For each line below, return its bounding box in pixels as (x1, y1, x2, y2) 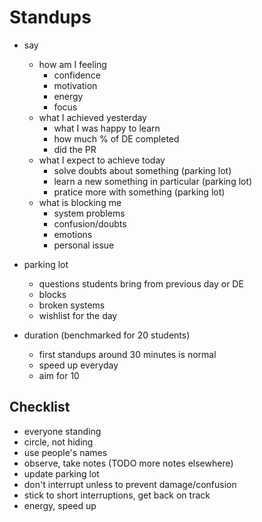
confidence (53, 69, 101, 81)
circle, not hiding (23, 436, 94, 448)
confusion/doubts (53, 217, 127, 230)
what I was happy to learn (53, 122, 161, 134)
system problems (53, 207, 126, 219)
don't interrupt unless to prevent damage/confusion (23, 478, 237, 490)
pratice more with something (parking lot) (53, 186, 226, 198)
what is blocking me (38, 196, 122, 208)
